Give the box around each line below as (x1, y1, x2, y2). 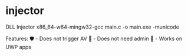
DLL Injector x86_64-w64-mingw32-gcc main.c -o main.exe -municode (5, 23, 179, 30)
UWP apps (5, 43, 32, 50)
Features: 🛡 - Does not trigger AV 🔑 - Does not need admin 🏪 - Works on (5, 35, 183, 42)
